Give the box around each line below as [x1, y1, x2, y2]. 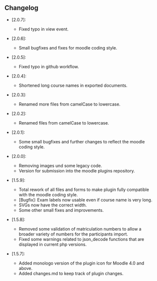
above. [18, 265, 32, 271]
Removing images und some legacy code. [18, 162, 102, 169]
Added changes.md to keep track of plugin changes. [18, 270, 124, 276]
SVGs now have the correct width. [18, 202, 87, 208]
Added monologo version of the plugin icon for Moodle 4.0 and [18, 260, 144, 266]
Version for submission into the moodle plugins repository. [18, 168, 135, 173]
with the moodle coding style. [18, 191, 78, 198]
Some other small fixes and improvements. [18, 207, 104, 213]
